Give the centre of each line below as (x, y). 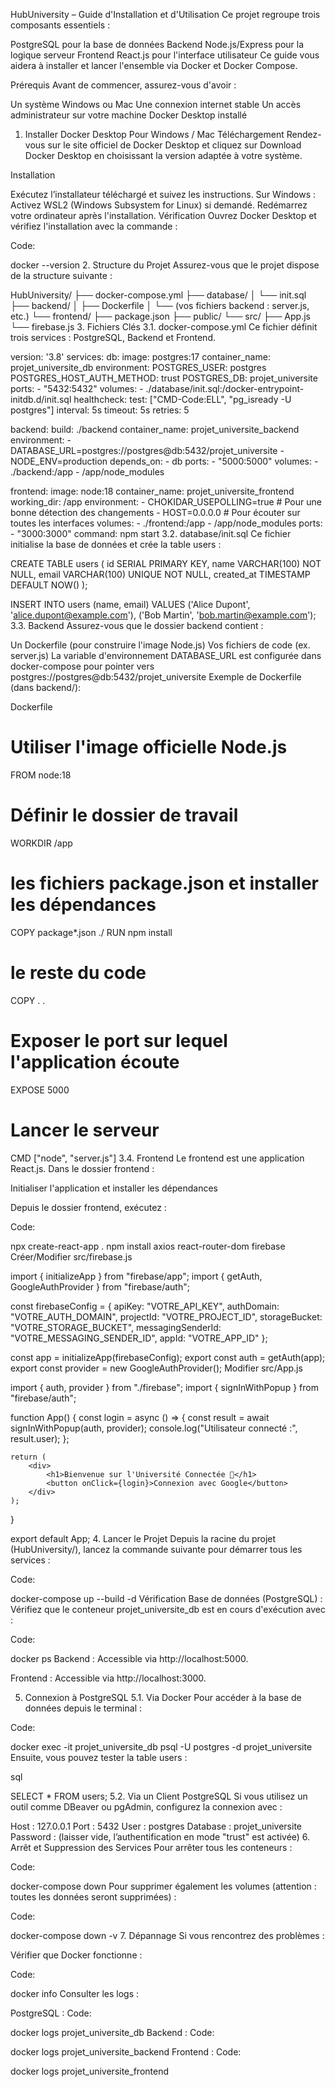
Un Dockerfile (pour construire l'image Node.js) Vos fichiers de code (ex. (160, 645)
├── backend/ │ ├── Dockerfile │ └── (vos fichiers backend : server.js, (160, 305)
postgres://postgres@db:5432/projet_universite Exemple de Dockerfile (156, 677)
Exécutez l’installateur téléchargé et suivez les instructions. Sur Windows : (163, 194)
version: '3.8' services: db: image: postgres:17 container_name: (140, 357)
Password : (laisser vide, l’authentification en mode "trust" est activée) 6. (160, 1836)
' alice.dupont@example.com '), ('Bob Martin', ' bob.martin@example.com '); (163, 615)
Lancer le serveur (85, 1130)
